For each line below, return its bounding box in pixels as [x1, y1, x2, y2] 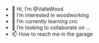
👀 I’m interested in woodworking [11, 12, 89, 19]
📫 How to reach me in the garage [11, 31, 93, 37]
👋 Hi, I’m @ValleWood [11, 6, 64, 12]
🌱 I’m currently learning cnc [11, 18, 79, 24]
